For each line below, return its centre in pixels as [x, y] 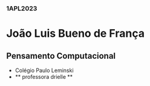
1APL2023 [22, 8]
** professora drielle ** [44, 76]
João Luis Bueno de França [76, 34]
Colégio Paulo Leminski [44, 70]
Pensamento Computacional [61, 56]
